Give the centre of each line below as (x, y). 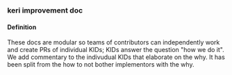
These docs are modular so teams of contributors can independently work (114, 42)
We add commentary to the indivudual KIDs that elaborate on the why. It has (116, 57)
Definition (22, 27)
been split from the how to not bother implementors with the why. (101, 65)
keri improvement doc (45, 10)
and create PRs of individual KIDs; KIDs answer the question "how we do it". (116, 50)
